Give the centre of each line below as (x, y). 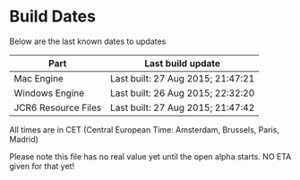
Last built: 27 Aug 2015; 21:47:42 (183, 107)
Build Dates (53, 17)
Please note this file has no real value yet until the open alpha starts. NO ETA (150, 156)
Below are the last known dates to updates (88, 41)
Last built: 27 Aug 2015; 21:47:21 (183, 78)
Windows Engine (49, 93)
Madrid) (24, 139)
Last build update (183, 63)
